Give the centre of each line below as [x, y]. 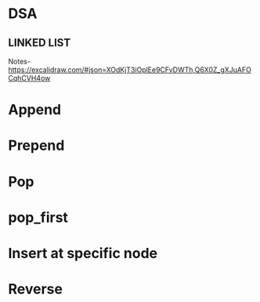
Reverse [35, 289]
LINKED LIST [40, 43]
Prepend [36, 146]
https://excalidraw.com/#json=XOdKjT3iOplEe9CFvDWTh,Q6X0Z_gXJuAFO [130, 70]
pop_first [38, 217]
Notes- [20, 61]
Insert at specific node [83, 253]
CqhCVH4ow [29, 78]
